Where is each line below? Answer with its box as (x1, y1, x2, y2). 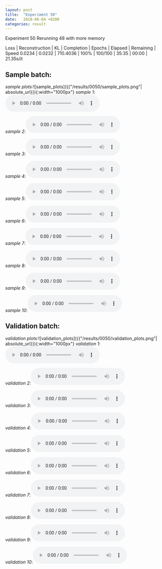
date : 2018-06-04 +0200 (5, 17, 59, 22)
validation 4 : (5, 424, 31, 431)
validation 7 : (5, 492, 31, 498)
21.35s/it (5, 56, 23, 62)
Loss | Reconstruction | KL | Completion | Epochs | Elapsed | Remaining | (5, 45, 156, 51)
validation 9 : (5, 536, 31, 542)
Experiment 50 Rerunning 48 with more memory (5, 35, 105, 41)
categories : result (5, 21, 46, 27)
